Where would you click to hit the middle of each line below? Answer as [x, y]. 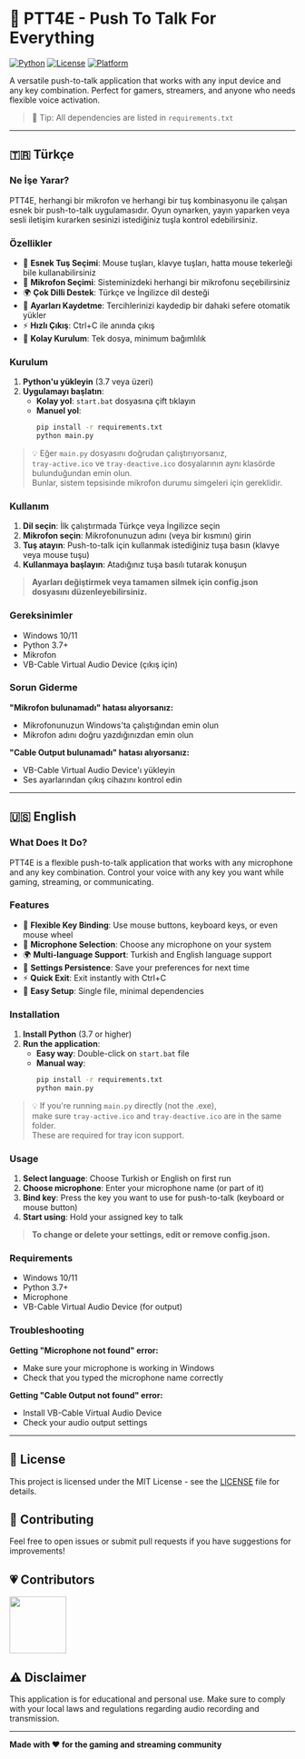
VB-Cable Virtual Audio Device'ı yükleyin [98, 770]
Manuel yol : [59, 411]
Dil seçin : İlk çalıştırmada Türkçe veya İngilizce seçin [121, 526]
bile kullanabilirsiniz [59, 273]
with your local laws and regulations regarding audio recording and [135, 1709]
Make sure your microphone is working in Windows [118, 1367]
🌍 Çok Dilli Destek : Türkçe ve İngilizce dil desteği [116, 292]
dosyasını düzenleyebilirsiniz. [89, 592]
